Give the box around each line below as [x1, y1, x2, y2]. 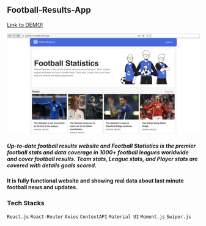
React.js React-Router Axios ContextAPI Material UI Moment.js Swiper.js [7, 214, 191, 220]
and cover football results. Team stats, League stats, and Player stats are [7, 155, 198, 162]
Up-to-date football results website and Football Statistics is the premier [7, 142, 196, 149]
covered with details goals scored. [7, 162, 97, 169]
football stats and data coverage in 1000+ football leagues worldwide [7, 148, 189, 156]
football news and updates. [7, 184, 78, 191]
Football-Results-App [7, 5, 91, 15]
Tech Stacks [7, 199, 45, 208]
